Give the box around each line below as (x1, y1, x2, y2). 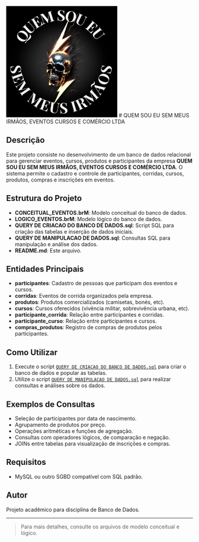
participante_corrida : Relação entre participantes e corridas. (14, 311, 165, 318)
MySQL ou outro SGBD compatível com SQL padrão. (14, 473, 143, 480)
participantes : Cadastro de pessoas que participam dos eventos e (14, 280, 178, 287)
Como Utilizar (6, 347, 58, 358)
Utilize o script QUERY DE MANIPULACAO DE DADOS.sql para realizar (14, 376, 171, 383)
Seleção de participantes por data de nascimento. (14, 415, 137, 422)
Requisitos (6, 457, 46, 467)
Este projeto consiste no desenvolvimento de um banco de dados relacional (6, 151, 191, 158)
